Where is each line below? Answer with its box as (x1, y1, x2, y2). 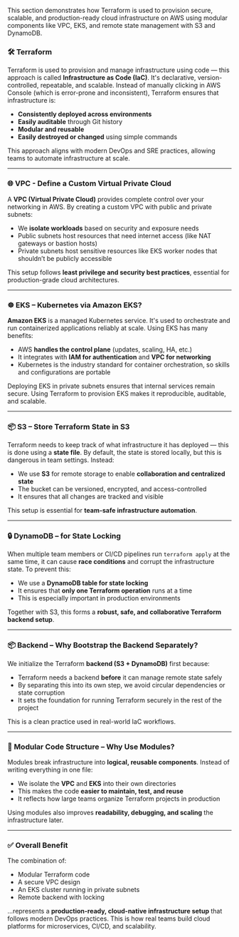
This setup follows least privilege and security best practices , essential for (7, 267, 230, 277)
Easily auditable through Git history (17, 118, 123, 126)
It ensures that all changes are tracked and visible (17, 492, 164, 501)
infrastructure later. (7, 816, 64, 824)
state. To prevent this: (7, 565, 71, 573)
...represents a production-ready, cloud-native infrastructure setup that (7, 907, 223, 916)
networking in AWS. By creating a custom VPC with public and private (7, 203, 212, 211)
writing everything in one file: (7, 766, 93, 774)
